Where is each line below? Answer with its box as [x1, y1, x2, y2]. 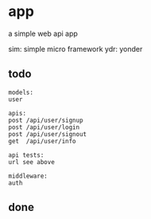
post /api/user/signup [8, 116, 83, 124]
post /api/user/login [8, 123, 80, 131]
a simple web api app [8, 29, 78, 38]
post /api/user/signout [8, 130, 87, 138]
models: [8, 88, 34, 96]
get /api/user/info [8, 137, 77, 145]
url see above [8, 158, 56, 166]
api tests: [8, 151, 45, 159]
